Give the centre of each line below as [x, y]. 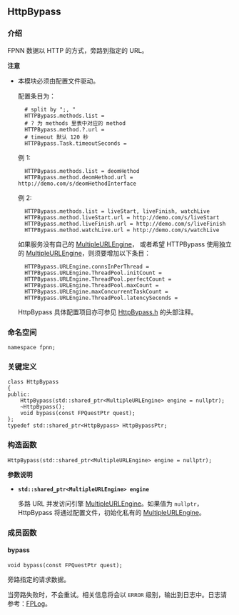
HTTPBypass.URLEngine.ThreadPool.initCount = [93, 273]
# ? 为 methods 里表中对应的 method [75, 123]
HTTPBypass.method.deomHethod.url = [79, 177]
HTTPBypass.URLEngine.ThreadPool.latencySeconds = [101, 298]
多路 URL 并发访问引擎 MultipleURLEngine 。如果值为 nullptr [107, 504]
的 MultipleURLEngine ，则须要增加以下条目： [84, 253]
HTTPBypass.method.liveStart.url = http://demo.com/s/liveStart [122, 217]
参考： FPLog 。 [30, 604]
